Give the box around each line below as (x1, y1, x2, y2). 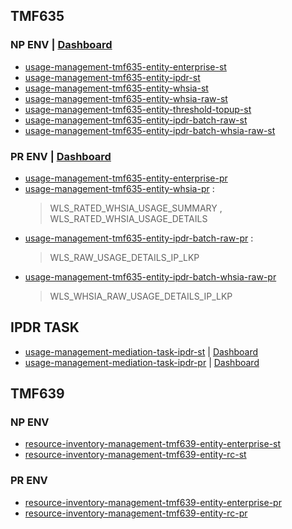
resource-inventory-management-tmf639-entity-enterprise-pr (24, 496, 282, 508)
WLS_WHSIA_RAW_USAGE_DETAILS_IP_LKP (49, 290, 233, 302)
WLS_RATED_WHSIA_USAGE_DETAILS (49, 212, 208, 224)
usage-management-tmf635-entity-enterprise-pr (24, 172, 228, 184)
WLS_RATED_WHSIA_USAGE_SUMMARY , (49, 202, 223, 214)
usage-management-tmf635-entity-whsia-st (24, 82, 209, 94)
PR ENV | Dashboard (10, 149, 112, 163)
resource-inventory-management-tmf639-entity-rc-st (24, 449, 247, 461)
